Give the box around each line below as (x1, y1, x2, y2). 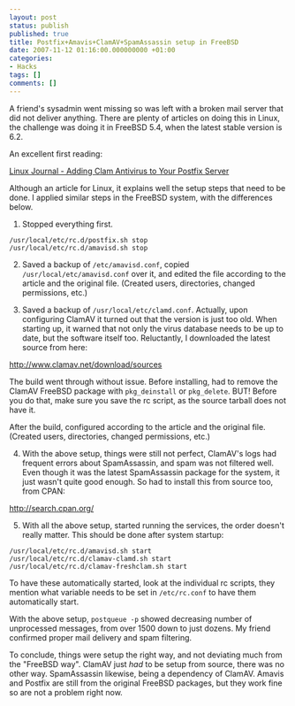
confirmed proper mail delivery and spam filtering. (9, 632, 193, 642)
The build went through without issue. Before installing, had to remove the (9, 376, 278, 387)
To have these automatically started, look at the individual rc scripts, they (9, 577, 276, 588)
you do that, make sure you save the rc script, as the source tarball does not (9, 395, 287, 405)
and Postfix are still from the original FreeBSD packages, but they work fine (9, 678, 283, 688)
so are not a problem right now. (9, 687, 124, 697)
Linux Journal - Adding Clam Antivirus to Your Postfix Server (9, 165, 230, 176)
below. (9, 201, 34, 212)
